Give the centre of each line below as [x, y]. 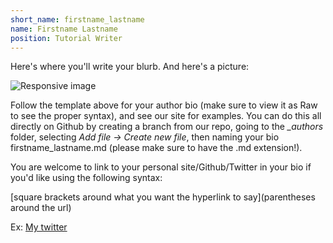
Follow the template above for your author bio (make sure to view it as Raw [164, 105]
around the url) [41, 208]
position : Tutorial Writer [66, 38]
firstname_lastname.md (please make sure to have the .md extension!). [156, 148]
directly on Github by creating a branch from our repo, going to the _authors [167, 127]
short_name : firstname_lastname [77, 19]
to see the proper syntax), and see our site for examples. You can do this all [166, 116]
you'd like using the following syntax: [86, 178]
